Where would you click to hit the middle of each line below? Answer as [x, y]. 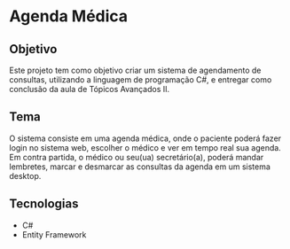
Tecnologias [44, 204]
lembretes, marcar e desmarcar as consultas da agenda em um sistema [140, 167]
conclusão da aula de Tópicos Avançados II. [90, 89]
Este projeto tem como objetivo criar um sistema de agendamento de [135, 70]
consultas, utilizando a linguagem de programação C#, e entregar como [141, 80]
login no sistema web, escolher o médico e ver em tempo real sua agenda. [145, 147]
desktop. [25, 175]
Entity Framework [54, 234]
